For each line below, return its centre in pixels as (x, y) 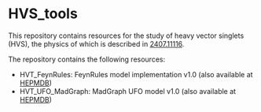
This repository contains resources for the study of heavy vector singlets (126, 35)
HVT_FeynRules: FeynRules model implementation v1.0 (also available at (136, 74)
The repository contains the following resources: (87, 59)
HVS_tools (43, 14)
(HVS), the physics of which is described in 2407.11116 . (96, 43)
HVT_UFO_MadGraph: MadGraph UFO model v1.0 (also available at (128, 91)
